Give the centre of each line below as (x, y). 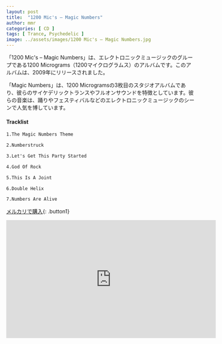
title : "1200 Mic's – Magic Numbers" (54, 17)
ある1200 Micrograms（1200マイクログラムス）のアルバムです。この (101, 65)
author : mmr (21, 23)
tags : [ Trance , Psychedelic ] (45, 34)
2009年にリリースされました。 (70, 72)
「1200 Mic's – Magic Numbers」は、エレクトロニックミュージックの (92, 57)
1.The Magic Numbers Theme (40, 135)
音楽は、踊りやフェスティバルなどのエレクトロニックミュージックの (100, 100)
